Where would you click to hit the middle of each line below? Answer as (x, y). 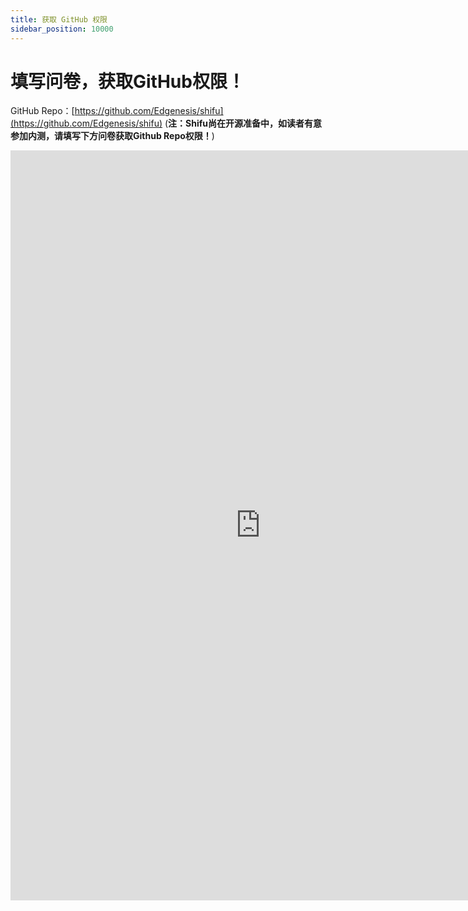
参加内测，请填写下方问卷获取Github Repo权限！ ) (112, 136)
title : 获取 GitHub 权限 (59, 19)
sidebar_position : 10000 (62, 29)
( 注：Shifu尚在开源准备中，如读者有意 (243, 123)
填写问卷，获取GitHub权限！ (127, 81)
